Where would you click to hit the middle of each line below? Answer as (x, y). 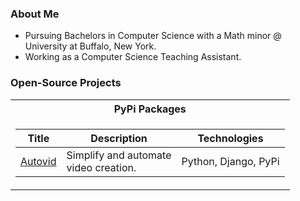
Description (119, 138)
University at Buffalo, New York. (90, 46)
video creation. (101, 167)
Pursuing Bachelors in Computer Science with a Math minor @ (153, 36)
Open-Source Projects (66, 83)
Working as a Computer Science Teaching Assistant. (133, 57)
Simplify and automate (119, 155)
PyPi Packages (150, 109)
